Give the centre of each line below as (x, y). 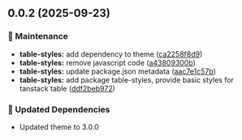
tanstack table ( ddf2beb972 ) (67, 88)
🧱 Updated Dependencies (59, 109)
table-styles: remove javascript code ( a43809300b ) (107, 62)
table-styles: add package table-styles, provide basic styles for (127, 79)
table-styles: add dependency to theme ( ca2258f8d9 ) (111, 54)
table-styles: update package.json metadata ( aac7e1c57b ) (118, 71)
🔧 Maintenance (38, 36)
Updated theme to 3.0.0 (59, 127)
